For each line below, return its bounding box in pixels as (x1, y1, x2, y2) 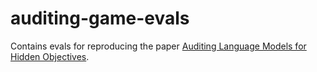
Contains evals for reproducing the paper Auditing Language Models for (10, 40, 307, 52)
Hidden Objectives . (10, 50, 90, 62)
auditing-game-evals (10, 7, 190, 30)
